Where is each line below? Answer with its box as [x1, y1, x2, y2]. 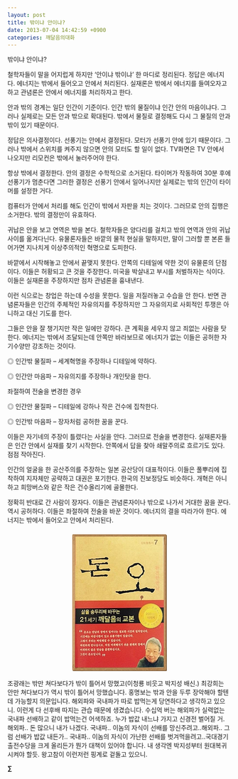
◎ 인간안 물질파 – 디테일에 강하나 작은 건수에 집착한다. [7, 402, 158, 411]
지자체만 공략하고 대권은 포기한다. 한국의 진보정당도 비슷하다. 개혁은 [26, 474, 215, 483]
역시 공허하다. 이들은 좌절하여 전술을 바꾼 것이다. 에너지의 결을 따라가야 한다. [7, 507, 220, 516]
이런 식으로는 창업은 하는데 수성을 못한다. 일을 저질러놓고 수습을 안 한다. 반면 [7, 291, 220, 300]
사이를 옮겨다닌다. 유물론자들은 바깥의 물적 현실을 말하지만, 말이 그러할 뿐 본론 [7, 234, 224, 243]
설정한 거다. [20, 187, 53, 195]
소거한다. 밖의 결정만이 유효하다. [7, 210, 97, 219]
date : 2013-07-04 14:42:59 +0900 [7, 26, 107, 33]
